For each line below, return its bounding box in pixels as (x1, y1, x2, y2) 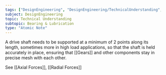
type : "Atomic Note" (5, 26, 48, 31)
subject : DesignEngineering (5, 12, 63, 17)
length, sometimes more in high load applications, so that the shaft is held (5, 44, 155, 50)
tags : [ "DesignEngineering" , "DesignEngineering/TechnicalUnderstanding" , (5, 7, 163, 12)
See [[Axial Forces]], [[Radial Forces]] (5, 65, 82, 71)
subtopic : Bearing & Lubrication (5, 21, 74, 26)
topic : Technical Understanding (5, 16, 72, 21)
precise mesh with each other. (5, 55, 67, 61)
